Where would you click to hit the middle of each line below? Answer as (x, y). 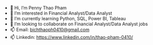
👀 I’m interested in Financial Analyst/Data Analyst (61, 13)
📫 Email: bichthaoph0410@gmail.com (50, 30)
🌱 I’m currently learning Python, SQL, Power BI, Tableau (68, 18)
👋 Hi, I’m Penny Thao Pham (38, 8)
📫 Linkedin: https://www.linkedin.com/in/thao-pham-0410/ (71, 37)
